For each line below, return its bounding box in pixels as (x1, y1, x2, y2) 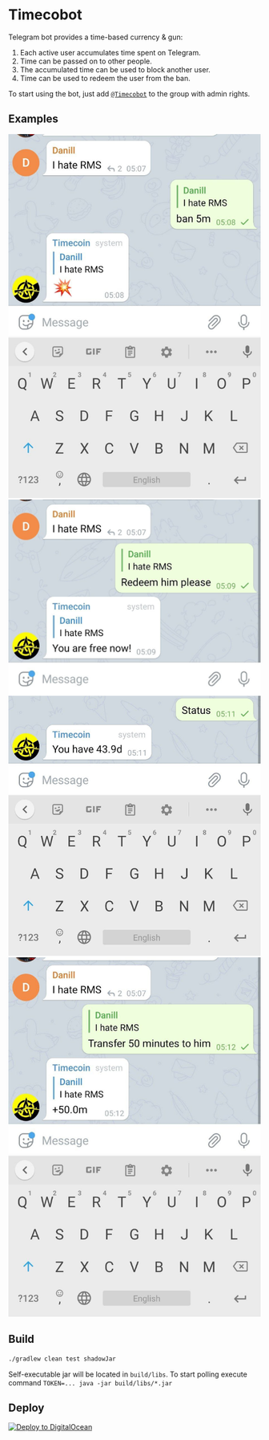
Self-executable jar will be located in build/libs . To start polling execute (8, 1369, 248, 1379)
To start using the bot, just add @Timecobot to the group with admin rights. (8, 88, 251, 98)
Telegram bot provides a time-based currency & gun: (8, 32, 183, 42)
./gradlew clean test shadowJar (8, 1355, 116, 1363)
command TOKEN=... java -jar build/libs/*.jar (8, 1377, 173, 1387)
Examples (8, 112, 58, 126)
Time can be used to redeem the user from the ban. (19, 73, 191, 83)
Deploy (8, 1401, 45, 1414)
